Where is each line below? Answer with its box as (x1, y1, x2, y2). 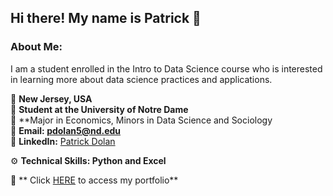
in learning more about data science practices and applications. (10, 73, 273, 85)
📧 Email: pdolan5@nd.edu (10, 124, 122, 136)
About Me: (10, 40, 63, 54)
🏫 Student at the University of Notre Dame (10, 103, 189, 115)
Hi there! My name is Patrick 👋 (10, 10, 202, 27)
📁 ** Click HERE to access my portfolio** (10, 174, 179, 186)
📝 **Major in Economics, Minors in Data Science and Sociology (10, 114, 273, 126)
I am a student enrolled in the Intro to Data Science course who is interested (10, 62, 323, 75)
